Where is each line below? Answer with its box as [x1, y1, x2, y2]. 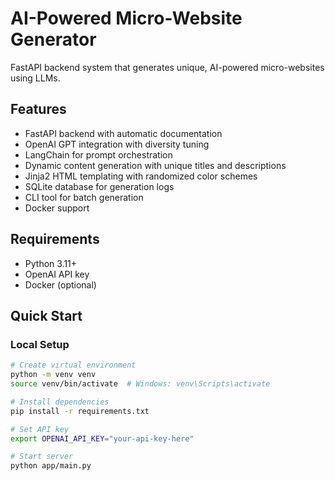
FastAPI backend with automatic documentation [24, 127, 223, 139]
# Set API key [10, 424, 70, 434]
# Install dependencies [10, 397, 110, 407]
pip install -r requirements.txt [10, 406, 150, 416]
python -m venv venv [10, 370, 97, 380]
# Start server [10, 452, 74, 462]
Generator [10, 28, 97, 51]
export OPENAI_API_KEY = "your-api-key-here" [10, 433, 195, 444]
